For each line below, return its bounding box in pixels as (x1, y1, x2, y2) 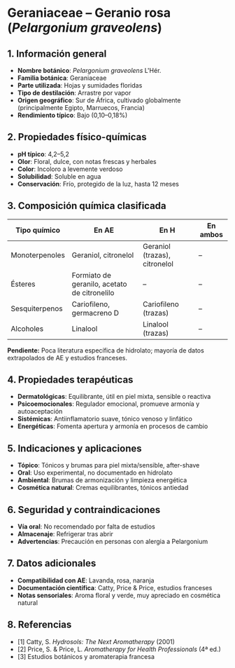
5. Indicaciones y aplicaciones (7, 442, 142, 454)
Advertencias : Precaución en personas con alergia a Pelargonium (17, 538, 208, 546)
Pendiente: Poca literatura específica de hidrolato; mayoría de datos (7, 346, 204, 355)
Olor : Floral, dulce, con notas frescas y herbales (17, 157, 157, 165)
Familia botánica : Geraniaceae (17, 74, 107, 82)
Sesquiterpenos (10, 304, 63, 313)
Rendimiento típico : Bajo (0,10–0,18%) (17, 111, 128, 119)
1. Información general (7, 48, 107, 60)
